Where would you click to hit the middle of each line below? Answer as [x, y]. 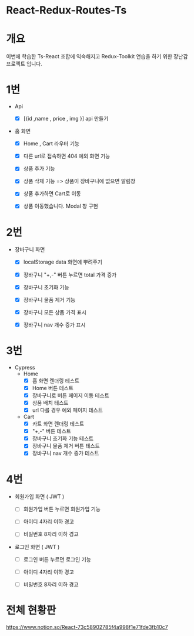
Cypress [25, 367]
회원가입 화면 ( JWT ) [39, 497]
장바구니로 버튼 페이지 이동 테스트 [71, 395]
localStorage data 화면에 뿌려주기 [63, 262]
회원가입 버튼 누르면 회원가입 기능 [62, 509]
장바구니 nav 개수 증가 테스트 [66, 453]
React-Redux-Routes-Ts [66, 10]
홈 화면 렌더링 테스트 [56, 381]
